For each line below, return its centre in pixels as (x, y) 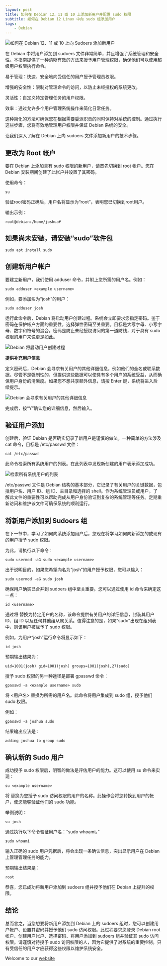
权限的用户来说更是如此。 (31, 337)
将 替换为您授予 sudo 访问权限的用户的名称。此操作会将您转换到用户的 (78, 796)
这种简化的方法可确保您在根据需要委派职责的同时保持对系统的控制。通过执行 (83, 119)
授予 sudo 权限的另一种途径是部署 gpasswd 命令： (57, 676)
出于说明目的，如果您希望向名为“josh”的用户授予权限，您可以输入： (75, 570)
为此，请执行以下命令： (29, 551)
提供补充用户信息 (23, 358)
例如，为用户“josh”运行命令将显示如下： (46, 638)
